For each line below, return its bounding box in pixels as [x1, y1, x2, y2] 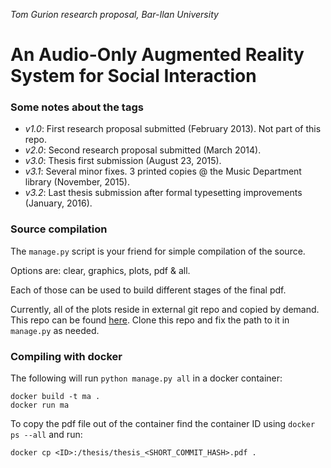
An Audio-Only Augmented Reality [10, 44, 305, 66]
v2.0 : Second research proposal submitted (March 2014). [24, 144, 262, 156]
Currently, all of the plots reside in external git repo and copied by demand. [10, 303, 320, 315]
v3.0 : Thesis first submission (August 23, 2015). [24, 155, 222, 167]
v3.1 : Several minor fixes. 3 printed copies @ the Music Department [24, 165, 302, 178]
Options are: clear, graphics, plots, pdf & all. [10, 264, 191, 276]
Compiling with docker [10, 349, 123, 363]
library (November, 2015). [24, 176, 130, 188]
